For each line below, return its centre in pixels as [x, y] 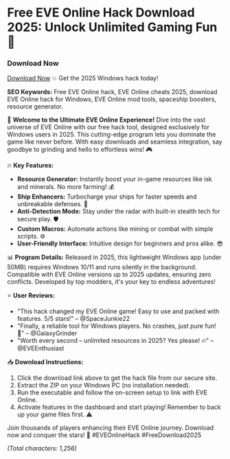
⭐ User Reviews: [31, 295]
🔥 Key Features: [31, 166]
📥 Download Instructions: [45, 362]
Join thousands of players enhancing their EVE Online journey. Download [111, 428]
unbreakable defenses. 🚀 [52, 204]
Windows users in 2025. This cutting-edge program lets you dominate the [112, 135]
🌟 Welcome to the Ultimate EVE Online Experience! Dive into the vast [106, 120]
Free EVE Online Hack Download [101, 13]
